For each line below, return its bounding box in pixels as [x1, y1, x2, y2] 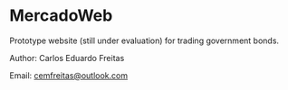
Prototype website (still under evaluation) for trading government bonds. [9, 35, 279, 46]
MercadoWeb [9, 5, 113, 26]
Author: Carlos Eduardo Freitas [9, 52, 125, 63]
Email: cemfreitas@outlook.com [9, 69, 129, 81]
